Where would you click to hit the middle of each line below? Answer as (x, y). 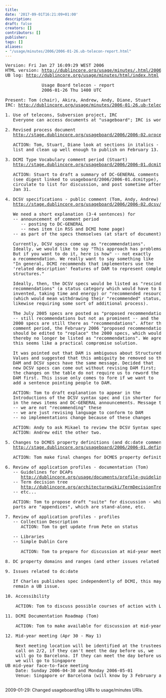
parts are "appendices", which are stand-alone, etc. (80, 507)
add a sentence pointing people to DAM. (62, 383)
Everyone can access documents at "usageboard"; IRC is (82, 120)
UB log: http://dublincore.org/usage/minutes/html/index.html (82, 75)
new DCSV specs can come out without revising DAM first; (85, 368)
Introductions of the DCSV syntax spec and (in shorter (82, 398)
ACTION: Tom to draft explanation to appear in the (77, 393)
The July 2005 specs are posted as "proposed (69, 313)
